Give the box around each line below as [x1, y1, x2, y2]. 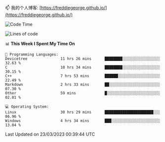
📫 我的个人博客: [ [5, 5, 41, 10]
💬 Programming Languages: [5, 52, 58, 57]
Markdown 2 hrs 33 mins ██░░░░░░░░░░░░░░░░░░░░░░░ [5, 82, 161, 87]
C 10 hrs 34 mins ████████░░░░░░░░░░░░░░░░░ [5, 65, 161, 70]
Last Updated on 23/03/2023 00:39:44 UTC [5, 131, 95, 137]
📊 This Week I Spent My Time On [5, 41, 75, 46]
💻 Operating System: [5, 104, 49, 109]
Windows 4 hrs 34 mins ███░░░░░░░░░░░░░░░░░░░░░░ [5, 118, 161, 123]
